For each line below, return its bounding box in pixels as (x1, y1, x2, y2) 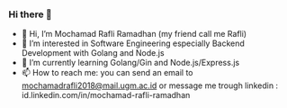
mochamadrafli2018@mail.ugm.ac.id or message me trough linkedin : (21, 80, 279, 91)
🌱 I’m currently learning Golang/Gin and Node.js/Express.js (21, 58, 240, 68)
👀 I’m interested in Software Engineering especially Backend (21, 38, 245, 49)
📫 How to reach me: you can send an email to (21, 67, 193, 78)
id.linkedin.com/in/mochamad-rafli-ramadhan (21, 90, 191, 101)
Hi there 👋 (8, 8, 53, 21)
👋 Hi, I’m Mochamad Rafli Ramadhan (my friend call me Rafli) (21, 29, 247, 40)
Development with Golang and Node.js (21, 48, 165, 58)
